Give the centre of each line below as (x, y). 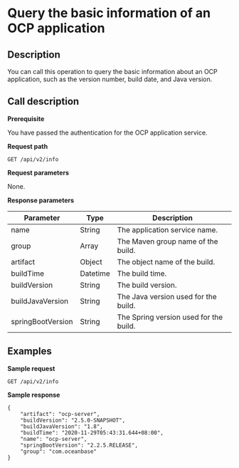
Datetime (95, 274)
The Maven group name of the (168, 241)
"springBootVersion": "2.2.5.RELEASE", (79, 445)
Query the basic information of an (109, 13)
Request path (28, 146)
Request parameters (38, 172)
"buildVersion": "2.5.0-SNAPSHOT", (73, 420)
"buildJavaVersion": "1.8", (62, 426)
